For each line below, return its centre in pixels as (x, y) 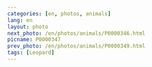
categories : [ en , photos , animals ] (59, 14)
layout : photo (28, 27)
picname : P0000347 (34, 40)
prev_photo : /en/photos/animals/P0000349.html (76, 46)
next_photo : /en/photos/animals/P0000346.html (76, 33)
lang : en (20, 20)
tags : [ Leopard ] (31, 53)
